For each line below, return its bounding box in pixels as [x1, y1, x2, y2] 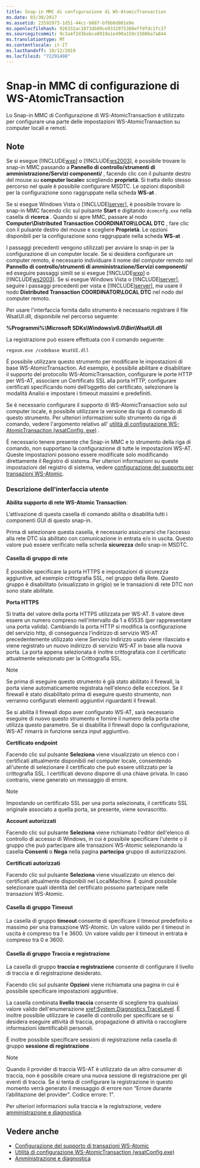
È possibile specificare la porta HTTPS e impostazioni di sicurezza [6, 568, 168, 575]
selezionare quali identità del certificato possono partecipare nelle [6, 883, 168, 891]
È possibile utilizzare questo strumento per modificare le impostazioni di [6, 358, 183, 365]
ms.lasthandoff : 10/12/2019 [6, 48, 76, 54]
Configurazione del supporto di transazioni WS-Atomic [14, 1142, 149, 1149]
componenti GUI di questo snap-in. [6, 517, 92, 524]
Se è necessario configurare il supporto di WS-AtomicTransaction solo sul [6, 401, 187, 408]
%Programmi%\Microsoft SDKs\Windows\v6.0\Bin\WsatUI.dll [6, 324, 162, 332]
